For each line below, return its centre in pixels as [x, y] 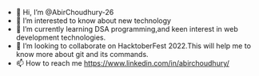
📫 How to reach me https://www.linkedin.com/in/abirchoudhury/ [123, 63]
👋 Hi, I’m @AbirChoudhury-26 [65, 12]
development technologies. [61, 37]
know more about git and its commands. [82, 54]
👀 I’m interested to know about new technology [94, 21]
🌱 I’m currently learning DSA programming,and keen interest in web [127, 29]
